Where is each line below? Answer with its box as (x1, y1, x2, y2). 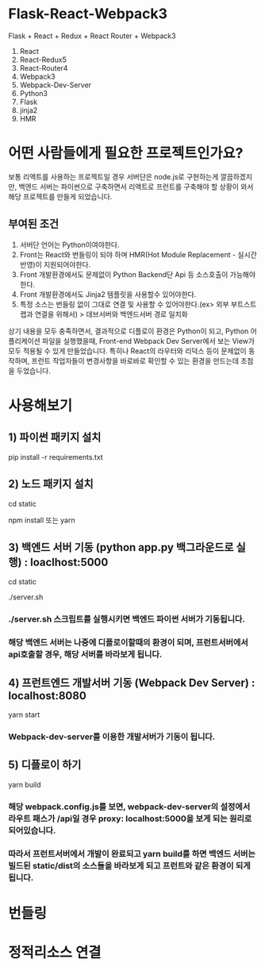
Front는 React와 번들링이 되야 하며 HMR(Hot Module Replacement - (19, 249, 236, 259)
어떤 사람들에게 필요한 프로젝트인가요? (8, 144, 244, 163)
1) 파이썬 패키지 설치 (8, 430, 102, 445)
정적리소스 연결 (8, 943, 102, 961)
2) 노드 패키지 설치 (8, 477, 94, 491)
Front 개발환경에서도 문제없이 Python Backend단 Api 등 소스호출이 (19, 269, 229, 279)
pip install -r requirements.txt (8, 452, 103, 461)
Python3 (19, 88, 48, 98)
